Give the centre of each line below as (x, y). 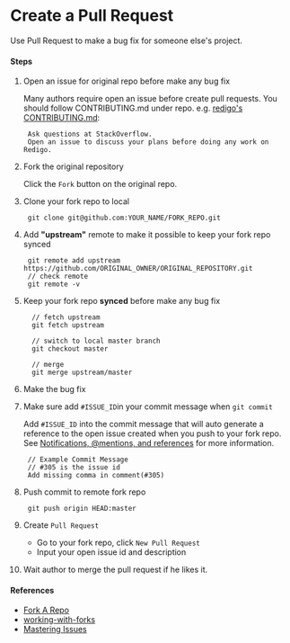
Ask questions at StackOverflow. (90, 134)
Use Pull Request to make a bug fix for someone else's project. (127, 40)
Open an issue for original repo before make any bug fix (127, 81)
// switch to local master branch (96, 341)
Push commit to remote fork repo (84, 492)
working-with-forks (59, 620)
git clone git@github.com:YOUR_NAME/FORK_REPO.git (124, 218)
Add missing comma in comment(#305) (96, 476)
